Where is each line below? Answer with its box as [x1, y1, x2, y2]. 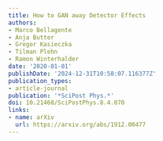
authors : [8, 19, 37, 27]
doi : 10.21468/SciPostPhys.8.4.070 [8, 99, 125, 107]
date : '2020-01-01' [8, 63, 72, 70]
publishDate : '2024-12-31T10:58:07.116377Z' [8, 70, 157, 78]
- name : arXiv [8, 114, 55, 121]
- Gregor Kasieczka [8, 41, 72, 49]
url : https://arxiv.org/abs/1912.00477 [15, 121, 146, 128]
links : [8, 107, 30, 114]
